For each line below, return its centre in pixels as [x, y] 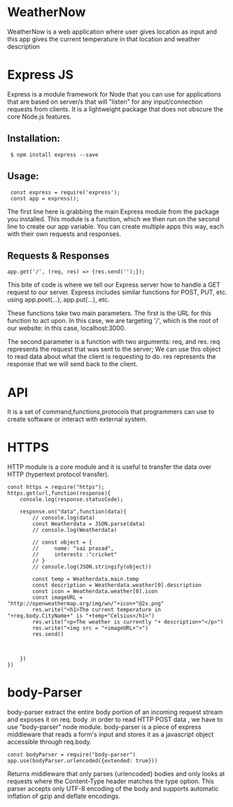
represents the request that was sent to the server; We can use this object [114, 349]
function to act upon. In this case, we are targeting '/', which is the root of [113, 321]
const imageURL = [57, 598]
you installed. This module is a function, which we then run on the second [114, 219]
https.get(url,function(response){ [59, 494]
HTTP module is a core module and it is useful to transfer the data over [110, 467]
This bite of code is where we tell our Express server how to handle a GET [114, 285]
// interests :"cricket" [75, 555]
